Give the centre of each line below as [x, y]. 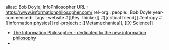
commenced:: [20, 18]
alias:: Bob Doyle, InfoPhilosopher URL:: [47, 7]
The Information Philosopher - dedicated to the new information [79, 33]
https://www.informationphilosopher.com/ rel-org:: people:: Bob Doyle [78, 12]
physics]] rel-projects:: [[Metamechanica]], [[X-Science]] [93, 23]
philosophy [24, 38]
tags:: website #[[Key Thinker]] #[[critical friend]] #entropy [97, 18]
